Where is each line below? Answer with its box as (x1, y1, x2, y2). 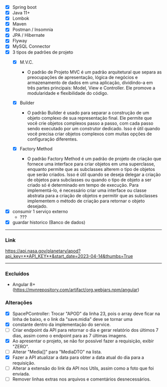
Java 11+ (12, 10, 30, 16)
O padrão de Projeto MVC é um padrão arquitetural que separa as (27, 69, 162, 75)
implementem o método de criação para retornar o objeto (27, 198, 145, 204)
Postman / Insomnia (12, 27, 53, 33)
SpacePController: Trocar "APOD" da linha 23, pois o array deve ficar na (12, 310, 161, 316)
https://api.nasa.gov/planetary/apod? (5, 248, 81, 254)
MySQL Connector (12, 43, 51, 49)
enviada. (12, 371, 30, 377)
